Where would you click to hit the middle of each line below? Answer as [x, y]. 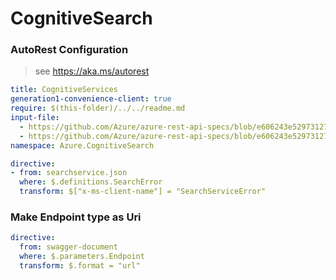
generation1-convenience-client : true [91, 99]
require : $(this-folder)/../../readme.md [98, 108]
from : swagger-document [68, 247]
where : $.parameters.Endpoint [82, 257]
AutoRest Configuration [69, 50]
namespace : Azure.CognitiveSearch [82, 145]
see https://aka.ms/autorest [92, 71]
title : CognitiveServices [64, 90]
